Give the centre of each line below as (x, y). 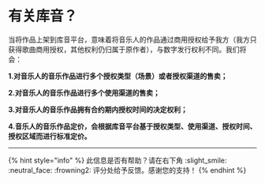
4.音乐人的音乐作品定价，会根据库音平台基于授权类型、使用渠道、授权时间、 (132, 126)
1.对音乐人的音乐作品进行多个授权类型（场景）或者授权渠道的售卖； (118, 76)
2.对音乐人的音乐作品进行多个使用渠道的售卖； (84, 92)
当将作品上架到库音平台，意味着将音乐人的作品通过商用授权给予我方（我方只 (132, 39)
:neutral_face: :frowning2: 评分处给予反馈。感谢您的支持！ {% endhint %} (127, 170)
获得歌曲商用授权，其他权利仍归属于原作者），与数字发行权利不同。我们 (124, 49)
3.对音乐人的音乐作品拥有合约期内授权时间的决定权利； (98, 109)
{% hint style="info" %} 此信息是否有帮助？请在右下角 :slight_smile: (118, 160)
